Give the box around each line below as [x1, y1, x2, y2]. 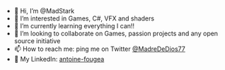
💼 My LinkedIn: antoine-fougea [13, 55, 105, 63]
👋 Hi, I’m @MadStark [13, 7, 75, 15]
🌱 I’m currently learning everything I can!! [13, 22, 135, 30]
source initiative [13, 37, 61, 45]
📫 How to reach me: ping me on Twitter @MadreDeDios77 [13, 45, 185, 53]
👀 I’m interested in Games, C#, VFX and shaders [13, 14, 154, 23]
